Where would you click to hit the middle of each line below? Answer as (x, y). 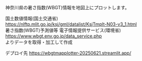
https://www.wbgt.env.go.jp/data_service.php (54, 36)
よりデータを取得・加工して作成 (39, 42)
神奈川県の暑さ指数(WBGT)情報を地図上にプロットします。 (67, 7)
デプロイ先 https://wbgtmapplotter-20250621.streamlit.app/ (68, 53)
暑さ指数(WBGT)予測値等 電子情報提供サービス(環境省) (63, 30)
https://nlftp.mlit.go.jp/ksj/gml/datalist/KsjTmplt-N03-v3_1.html (71, 24)
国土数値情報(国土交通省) (32, 18)
